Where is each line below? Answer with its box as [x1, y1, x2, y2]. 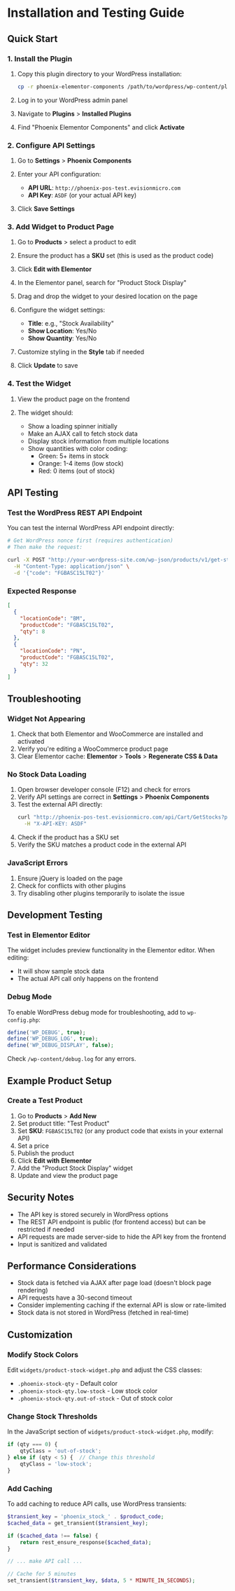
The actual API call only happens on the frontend [17, 975, 159, 983]
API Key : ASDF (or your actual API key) [27, 191, 137, 200]
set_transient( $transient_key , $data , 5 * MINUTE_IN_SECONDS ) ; [7, 1577, 196, 1584]
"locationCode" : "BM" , [20, 615, 86, 622]
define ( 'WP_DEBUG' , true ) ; [7, 1029, 86, 1036]
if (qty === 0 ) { [7, 1441, 58, 1448]
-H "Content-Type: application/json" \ [13, 562, 130, 570]
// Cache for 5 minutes [7, 1571, 77, 1578]
